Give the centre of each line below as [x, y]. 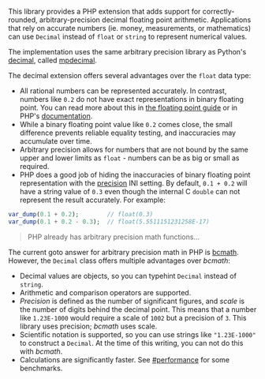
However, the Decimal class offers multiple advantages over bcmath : [119, 261]
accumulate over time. [56, 141]
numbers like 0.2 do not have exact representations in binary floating [132, 99]
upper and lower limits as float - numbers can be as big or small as [129, 158]
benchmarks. [41, 368]
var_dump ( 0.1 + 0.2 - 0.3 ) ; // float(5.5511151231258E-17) [109, 221]
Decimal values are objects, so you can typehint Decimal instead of [128, 276]
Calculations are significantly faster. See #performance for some [125, 359]
